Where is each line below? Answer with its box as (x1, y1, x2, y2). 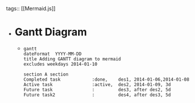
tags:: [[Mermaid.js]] (6, 5, 56, 12)
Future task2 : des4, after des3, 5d (23, 92, 172, 98)
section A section (23, 71, 69, 77)
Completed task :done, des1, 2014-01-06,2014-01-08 (23, 76, 190, 83)
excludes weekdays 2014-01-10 (23, 61, 98, 67)
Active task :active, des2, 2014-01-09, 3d (23, 81, 172, 87)
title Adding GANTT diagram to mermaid (23, 56, 122, 62)
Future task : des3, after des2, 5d (23, 87, 172, 92)
